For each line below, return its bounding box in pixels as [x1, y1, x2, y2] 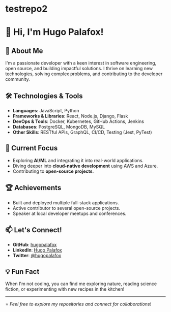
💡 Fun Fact [5, 267, 40, 276]
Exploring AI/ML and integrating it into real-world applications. [12, 157, 144, 163]
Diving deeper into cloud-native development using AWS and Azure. [12, 163, 158, 169]
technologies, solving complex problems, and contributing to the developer [5, 71, 163, 77]
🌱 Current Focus [5, 144, 58, 152]
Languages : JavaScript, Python [12, 108, 80, 113]
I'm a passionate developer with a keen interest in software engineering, [5, 60, 157, 66]
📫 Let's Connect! [5, 226, 62, 234]
